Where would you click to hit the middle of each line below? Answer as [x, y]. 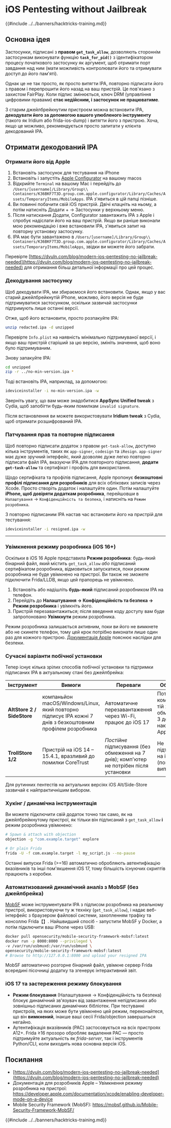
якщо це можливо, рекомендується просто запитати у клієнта [73, 125]
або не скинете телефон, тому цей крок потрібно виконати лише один [81, 632]
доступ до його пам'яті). [32, 73]
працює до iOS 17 [127, 722]
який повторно [61, 710]
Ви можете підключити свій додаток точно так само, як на [69, 814]
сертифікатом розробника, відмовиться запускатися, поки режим [77, 569]
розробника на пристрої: [40, 1088]
